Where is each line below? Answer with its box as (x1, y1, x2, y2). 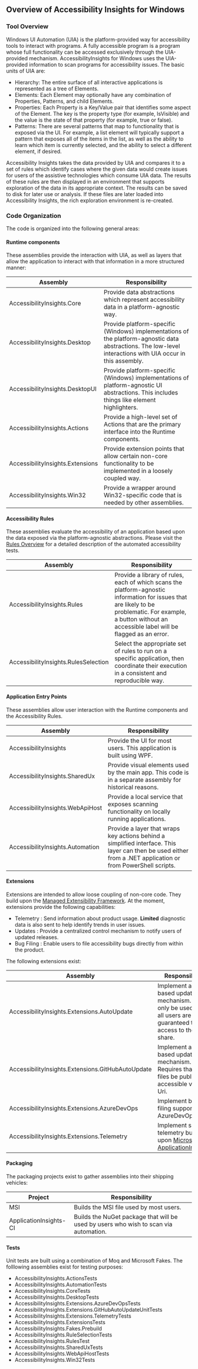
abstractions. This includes (103, 389, 179, 397)
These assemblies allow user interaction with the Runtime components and (6, 706, 189, 713)
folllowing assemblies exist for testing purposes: (6, 1263, 124, 1270)
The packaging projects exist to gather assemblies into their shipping (6, 1173, 174, 1180)
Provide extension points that (103, 445, 184, 453)
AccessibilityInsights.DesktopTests (14, 1293, 99, 1301)
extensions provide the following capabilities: (6, 903, 116, 910)
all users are (157, 1011, 192, 1019)
